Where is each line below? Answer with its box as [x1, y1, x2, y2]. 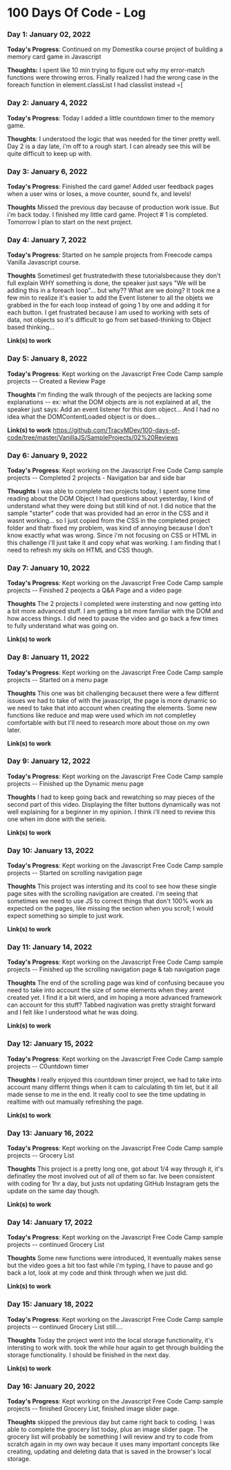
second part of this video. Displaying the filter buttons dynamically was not [7, 800, 221, 808]
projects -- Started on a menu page [7, 675, 109, 683]
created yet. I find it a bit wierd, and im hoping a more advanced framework [7, 994, 223, 1002]
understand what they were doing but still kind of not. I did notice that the [7, 501, 216, 510]
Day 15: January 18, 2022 [7, 1300, 94, 1309]
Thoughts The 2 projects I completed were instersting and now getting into [7, 600, 222, 608]
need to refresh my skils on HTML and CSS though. [7, 546, 154, 554]
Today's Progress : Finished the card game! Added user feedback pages [7, 182, 214, 191]
